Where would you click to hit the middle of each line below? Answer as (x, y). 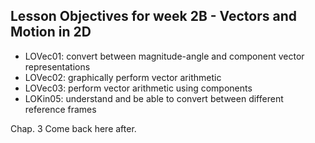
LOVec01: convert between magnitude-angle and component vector (164, 56)
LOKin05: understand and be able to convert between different (154, 98)
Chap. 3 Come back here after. (73, 128)
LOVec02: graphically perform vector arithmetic (123, 77)
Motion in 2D (51, 32)
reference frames (60, 109)
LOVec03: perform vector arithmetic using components (138, 88)
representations (57, 66)
